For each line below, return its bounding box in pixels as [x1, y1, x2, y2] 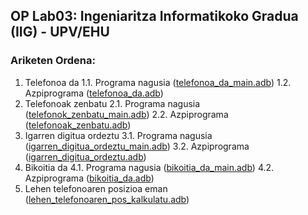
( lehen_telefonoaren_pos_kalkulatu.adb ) [24, 193, 190, 205]
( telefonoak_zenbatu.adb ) [24, 119, 132, 131]
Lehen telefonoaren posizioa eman [24, 182, 168, 194]
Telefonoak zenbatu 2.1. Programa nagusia [24, 97, 201, 109]
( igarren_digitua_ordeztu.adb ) [24, 150, 147, 163]
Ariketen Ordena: [10, 54, 96, 68]
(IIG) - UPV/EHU [10, 24, 110, 41]
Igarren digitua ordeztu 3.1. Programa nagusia [24, 129, 213, 141]
